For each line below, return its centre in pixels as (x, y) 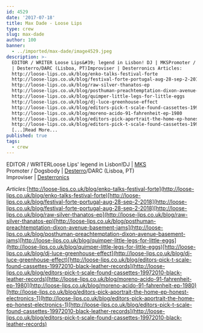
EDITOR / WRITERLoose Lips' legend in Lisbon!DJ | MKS (76, 164)
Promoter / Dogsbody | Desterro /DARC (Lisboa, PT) (70, 171)
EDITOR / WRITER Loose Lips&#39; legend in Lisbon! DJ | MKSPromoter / (104, 62)
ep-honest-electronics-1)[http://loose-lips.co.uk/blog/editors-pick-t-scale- (99, 305)
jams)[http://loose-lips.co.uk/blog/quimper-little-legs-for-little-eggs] (92, 240)
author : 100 (21, 40)
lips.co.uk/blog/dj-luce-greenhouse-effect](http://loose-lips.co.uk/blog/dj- (99, 253)
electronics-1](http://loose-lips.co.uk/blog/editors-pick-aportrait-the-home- (101, 298)
